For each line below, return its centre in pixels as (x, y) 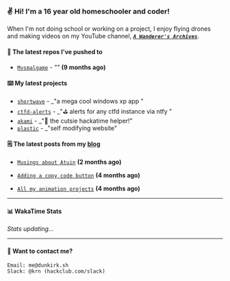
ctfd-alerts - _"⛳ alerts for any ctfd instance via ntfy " (94, 111)
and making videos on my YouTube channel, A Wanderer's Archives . (103, 36)
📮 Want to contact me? (40, 251)
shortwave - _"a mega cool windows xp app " (80, 101)
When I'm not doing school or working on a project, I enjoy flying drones (109, 29)
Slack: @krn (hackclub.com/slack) (56, 271)
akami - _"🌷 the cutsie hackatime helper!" (75, 121)
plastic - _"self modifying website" (67, 128)
